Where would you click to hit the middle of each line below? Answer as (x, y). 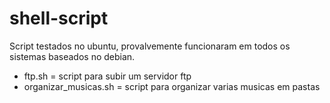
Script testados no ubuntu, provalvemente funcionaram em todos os (150, 46)
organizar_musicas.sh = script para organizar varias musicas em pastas (172, 86)
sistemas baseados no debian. (72, 56)
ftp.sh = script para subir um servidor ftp (107, 76)
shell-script (59, 18)
